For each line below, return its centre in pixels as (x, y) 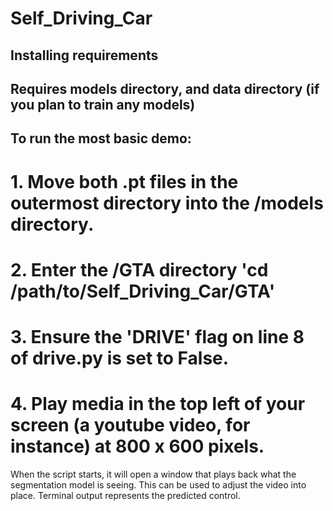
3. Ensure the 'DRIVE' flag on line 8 (157, 336)
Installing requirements (84, 55)
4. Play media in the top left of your (158, 404)
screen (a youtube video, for (130, 425)
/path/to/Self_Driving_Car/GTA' (143, 291)
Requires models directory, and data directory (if (165, 88)
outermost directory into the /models (167, 203)
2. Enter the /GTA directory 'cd (139, 269)
